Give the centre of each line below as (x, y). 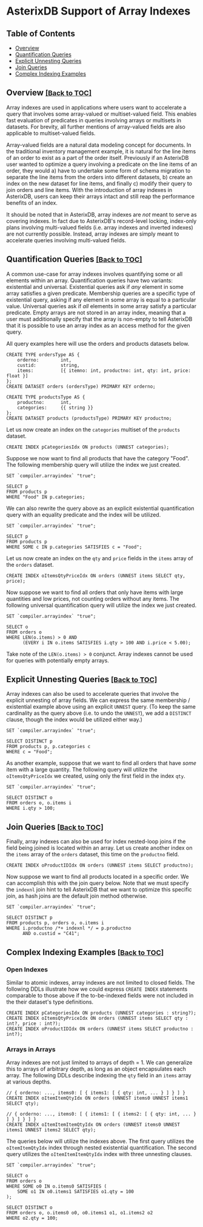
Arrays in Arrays (31, 1049)
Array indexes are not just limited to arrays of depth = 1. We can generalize (99, 1063)
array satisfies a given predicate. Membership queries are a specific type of (101, 293)
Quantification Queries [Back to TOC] (74, 260)
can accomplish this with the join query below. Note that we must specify (98, 883)
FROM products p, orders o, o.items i (55, 923)
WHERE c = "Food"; (29, 752)
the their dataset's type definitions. (50, 1002)
